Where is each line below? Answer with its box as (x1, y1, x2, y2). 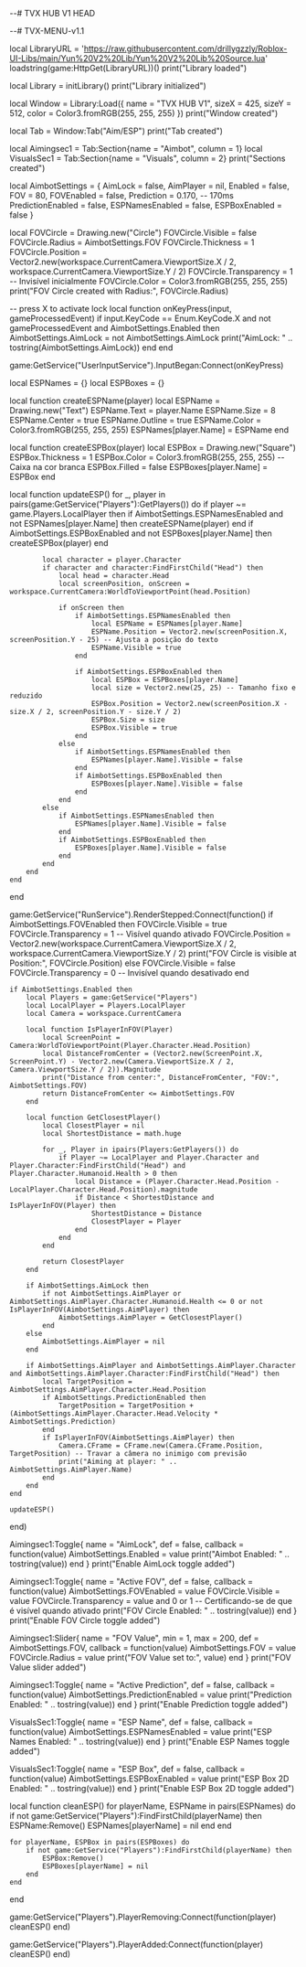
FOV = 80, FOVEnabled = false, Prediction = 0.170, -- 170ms (9, 190, 235, 200)
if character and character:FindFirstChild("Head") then (42, 563, 263, 572)
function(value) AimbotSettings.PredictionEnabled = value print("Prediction (9, 1689, 292, 1700)
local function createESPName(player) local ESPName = (9, 395, 221, 406)
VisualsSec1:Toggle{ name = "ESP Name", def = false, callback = (9, 1716, 254, 1727)
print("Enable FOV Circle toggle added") (9, 1615, 161, 1626)
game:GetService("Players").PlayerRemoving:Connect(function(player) (9, 1911, 277, 1922)
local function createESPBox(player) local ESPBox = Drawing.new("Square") (9, 443, 297, 453)
